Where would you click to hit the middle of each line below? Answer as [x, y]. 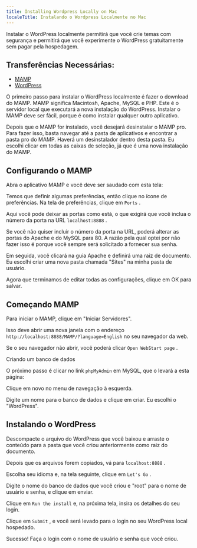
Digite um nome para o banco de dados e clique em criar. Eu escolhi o [91, 399]
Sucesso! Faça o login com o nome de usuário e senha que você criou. [92, 539]
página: [15, 377]
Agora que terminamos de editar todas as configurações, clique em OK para [99, 280]
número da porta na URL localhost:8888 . [57, 220]
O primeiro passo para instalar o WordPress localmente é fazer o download [97, 97]
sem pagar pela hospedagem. [42, 46]
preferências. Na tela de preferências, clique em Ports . [73, 203]
